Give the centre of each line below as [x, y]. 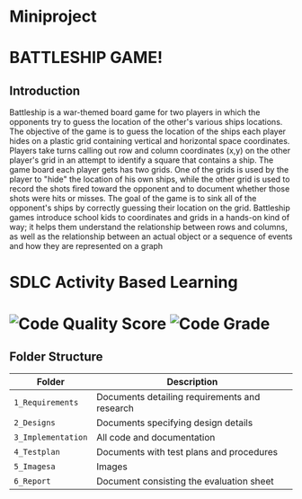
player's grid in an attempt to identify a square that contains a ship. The [142, 160]
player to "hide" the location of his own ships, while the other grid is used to [150, 179]
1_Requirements [46, 403]
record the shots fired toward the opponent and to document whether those [150, 189]
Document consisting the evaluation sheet [185, 481]
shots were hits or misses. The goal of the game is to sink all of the [133, 199]
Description [192, 382]
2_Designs [35, 423]
